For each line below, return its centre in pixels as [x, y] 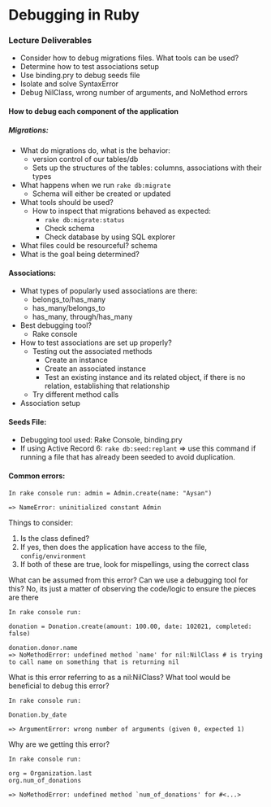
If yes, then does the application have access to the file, [114, 547]
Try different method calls [75, 395]
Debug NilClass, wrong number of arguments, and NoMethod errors [134, 93]
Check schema [69, 229]
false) [19, 633]
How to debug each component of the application [94, 111]
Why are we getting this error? [59, 744]
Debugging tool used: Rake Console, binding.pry [101, 440]
